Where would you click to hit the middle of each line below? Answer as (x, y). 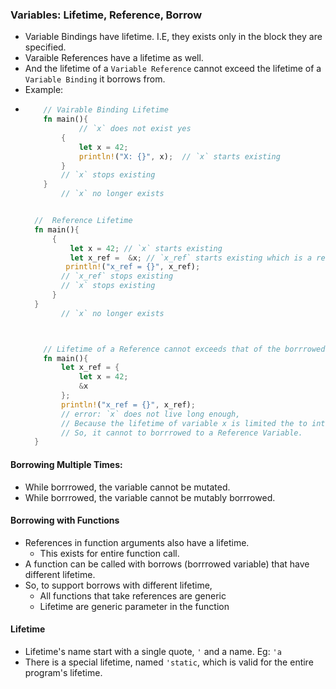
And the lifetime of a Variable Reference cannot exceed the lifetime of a (173, 69)
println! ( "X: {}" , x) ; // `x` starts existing (179, 156)
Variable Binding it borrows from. (95, 79)
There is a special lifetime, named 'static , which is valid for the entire (169, 662)
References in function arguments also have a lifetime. (137, 542)
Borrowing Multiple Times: (66, 464)
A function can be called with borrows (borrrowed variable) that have (167, 564)
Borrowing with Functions (65, 520)
